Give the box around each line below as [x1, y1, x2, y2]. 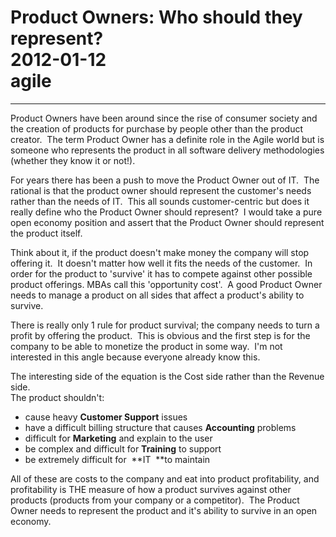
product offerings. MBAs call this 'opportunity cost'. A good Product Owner [10, 278, 323, 290]
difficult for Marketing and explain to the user [24, 432, 213, 444]
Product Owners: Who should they [10, 6, 303, 29]
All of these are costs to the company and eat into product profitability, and [10, 472, 320, 485]
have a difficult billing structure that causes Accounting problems [24, 421, 297, 433]
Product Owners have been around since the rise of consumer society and [10, 112, 318, 124]
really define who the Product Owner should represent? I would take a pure [10, 206, 323, 218]
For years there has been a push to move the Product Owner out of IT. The [10, 174, 320, 186]
